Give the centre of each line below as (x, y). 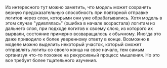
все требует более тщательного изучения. (51, 60)
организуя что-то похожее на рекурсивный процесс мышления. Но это (83, 55)
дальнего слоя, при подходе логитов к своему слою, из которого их (79, 28)
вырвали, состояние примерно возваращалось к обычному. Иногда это (83, 34)
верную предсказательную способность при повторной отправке (77, 12)
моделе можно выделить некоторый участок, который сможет (73, 44)
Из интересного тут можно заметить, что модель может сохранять (78, 7)
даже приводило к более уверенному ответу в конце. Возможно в (77, 39)
